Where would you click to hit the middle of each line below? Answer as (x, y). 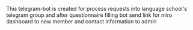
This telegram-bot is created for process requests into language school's (97, 9)
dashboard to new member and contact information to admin (82, 21)
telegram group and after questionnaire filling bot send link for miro (89, 15)
